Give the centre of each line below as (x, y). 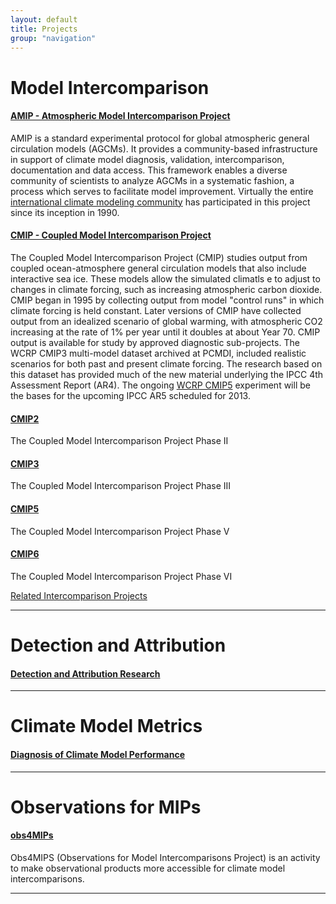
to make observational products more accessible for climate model (148, 868)
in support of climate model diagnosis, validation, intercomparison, (147, 159)
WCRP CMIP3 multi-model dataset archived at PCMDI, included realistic (158, 353)
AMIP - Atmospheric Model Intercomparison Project (120, 116)
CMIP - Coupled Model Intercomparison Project (111, 235)
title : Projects (44, 29)
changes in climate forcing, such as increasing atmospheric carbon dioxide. (166, 289)
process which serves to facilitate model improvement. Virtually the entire (162, 191)
